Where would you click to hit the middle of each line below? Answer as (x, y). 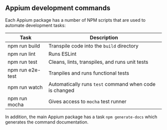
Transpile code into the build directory (93, 45)
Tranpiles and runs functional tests (89, 73)
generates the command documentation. (47, 122)
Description (104, 38)
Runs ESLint (62, 54)
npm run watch (25, 87)
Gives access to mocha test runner (87, 101)
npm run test (22, 62)
